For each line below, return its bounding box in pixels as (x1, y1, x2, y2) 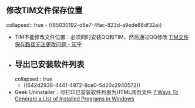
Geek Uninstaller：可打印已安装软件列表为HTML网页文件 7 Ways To (14, 88, 179, 95)
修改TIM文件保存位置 (6, 5, 83, 16)
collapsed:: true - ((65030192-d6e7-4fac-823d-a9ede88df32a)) (6, 21, 162, 28)
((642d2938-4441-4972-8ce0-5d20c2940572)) (23, 81, 141, 89)
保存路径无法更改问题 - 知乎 (14, 40, 82, 48)
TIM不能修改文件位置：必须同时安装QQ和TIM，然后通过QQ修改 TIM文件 (14, 33, 189, 40)
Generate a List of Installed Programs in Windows (14, 95, 135, 102)
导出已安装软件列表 (14, 60, 85, 69)
